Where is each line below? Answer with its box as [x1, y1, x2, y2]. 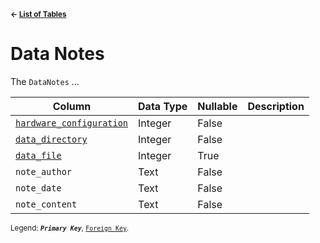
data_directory [15, 133, 88, 145]
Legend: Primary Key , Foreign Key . [10, 223, 130, 233]
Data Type [138, 99, 188, 113]
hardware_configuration [15, 117, 129, 129]
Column [52, 99, 92, 113]
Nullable [197, 99, 238, 113]
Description [247, 99, 305, 113]
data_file [15, 150, 62, 161]
